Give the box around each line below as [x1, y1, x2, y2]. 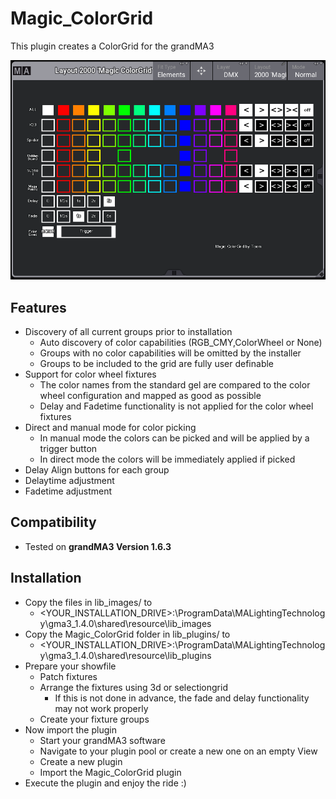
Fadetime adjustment [24, 485, 112, 497]
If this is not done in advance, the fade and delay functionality [54, 692, 310, 704]
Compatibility [10, 514, 97, 531]
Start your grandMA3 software [39, 734, 166, 746]
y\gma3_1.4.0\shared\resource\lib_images [39, 617, 212, 629]
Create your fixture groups [39, 713, 150, 725]
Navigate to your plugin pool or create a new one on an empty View [39, 745, 318, 757]
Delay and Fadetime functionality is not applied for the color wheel [39, 400, 314, 412]
